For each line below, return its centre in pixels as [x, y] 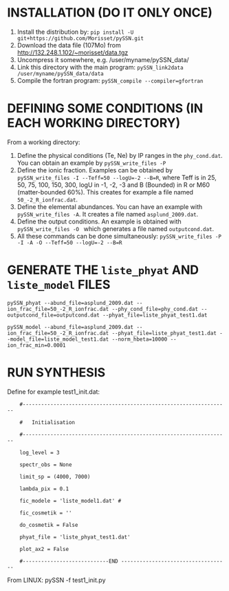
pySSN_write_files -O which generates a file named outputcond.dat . [116, 228]
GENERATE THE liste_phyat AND [103, 270]
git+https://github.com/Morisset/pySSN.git [80, 38]
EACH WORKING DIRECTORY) [94, 123]
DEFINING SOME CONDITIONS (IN [105, 109]
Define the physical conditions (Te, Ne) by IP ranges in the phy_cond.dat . [120, 155]
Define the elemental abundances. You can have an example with [110, 207]
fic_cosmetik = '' [46, 513]
